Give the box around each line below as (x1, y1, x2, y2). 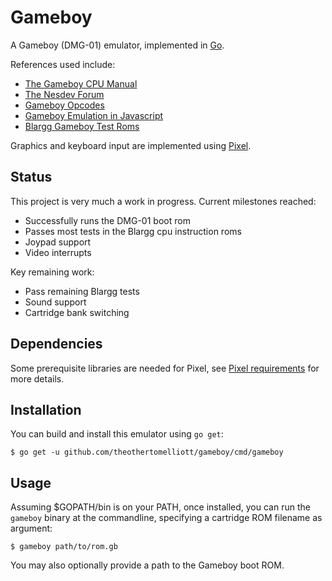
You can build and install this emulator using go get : (10, 428, 224, 440)
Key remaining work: (10, 266, 95, 278)
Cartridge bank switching (24, 306, 130, 318)
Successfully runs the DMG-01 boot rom (24, 214, 191, 226)
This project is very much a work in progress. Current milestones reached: (10, 195, 317, 207)
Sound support (24, 296, 87, 308)
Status (10, 169, 53, 186)
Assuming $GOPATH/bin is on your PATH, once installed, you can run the (10, 501, 311, 513)
